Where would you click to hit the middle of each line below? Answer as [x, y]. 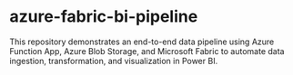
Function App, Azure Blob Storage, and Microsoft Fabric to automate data [147, 51]
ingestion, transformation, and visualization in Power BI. [114, 61]
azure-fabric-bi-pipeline [104, 17]
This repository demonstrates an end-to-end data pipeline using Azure [142, 42]
